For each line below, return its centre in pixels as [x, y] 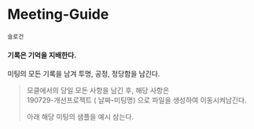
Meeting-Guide [58, 14]
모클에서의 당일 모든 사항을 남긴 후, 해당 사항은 [98, 91]
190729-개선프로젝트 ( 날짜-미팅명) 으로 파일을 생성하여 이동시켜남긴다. [136, 100]
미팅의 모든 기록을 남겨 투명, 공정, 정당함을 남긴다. [84, 74]
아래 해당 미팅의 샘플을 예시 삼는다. [80, 117]
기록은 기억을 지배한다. [42, 55]
